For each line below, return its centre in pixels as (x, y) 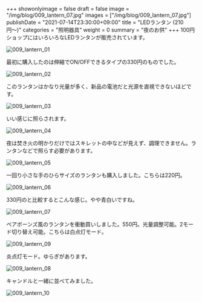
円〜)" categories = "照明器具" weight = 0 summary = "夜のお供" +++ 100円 (101, 30)
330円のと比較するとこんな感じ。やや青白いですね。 (72, 200)
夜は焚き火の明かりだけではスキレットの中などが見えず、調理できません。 (99, 143)
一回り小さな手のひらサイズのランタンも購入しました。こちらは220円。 (96, 175)
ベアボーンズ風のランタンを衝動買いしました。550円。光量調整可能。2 (95, 224)
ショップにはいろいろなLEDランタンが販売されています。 (77, 37)
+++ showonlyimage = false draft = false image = (68, 9)
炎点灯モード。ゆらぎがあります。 (48, 256)
